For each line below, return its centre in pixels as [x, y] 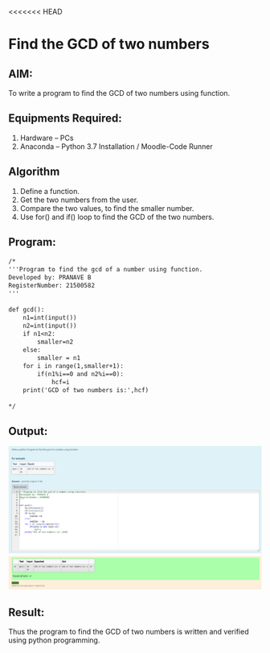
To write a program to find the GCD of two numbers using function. [119, 93]
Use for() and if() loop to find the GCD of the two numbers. [117, 217]
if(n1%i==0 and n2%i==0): [81, 374]
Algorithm [34, 172]
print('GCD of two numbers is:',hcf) [86, 391]
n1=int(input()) [50, 318]
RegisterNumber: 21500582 [51, 286]
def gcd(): [27, 310]
